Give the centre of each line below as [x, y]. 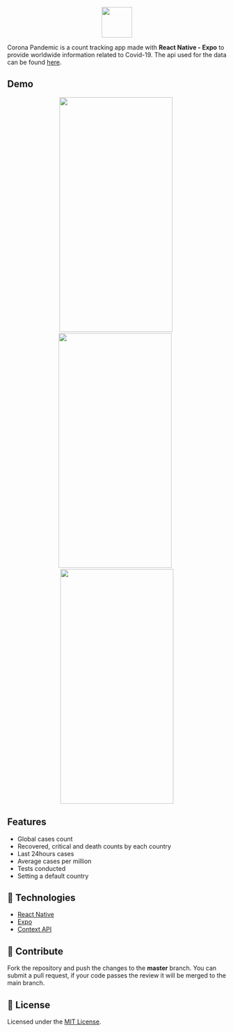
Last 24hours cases [46, 853]
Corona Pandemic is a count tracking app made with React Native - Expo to [116, 47]
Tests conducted [41, 868]
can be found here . [34, 62]
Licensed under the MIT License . [54, 1022]
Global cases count [45, 839]
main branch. [26, 983]
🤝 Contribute [35, 951]
